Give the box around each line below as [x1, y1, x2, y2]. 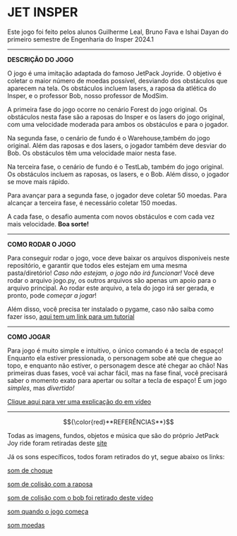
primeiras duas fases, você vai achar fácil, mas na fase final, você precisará [7, 368, 228, 377]
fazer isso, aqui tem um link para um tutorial [7, 312, 135, 321]
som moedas [7, 520, 45, 529]
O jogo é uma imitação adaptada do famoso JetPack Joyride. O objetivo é [7, 68, 222, 78]
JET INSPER [7, 4, 78, 20]
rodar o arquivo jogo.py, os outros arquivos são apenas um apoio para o [7, 276, 217, 284]
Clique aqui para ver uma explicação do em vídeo [7, 397, 152, 406]
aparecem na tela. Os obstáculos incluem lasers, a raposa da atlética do [7, 84, 217, 92]
